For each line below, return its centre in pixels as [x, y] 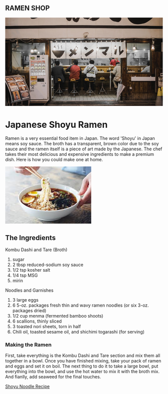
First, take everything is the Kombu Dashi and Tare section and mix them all [83, 356]
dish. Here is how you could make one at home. [54, 160]
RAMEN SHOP [27, 8]
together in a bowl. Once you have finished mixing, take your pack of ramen [83, 361]
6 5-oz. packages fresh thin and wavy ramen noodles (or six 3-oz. [80, 305]
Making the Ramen [28, 345]
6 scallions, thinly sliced [37, 321]
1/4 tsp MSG [25, 275]
